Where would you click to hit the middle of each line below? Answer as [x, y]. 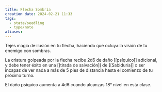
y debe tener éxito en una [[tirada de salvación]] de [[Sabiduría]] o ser [75, 65]
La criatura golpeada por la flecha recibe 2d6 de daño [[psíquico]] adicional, [81, 60]
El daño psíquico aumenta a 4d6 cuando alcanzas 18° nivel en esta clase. [78, 85]
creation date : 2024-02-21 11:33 [39, 14]
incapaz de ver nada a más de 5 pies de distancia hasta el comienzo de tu [79, 70]
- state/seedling [27, 23]
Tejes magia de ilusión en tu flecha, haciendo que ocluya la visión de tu [76, 46]
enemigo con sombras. [28, 51]
